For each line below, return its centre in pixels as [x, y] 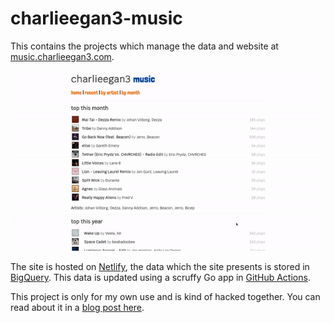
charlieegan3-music [96, 18]
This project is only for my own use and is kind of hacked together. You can [165, 297]
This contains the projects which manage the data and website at [144, 46]
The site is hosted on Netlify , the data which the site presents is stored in [160, 267]
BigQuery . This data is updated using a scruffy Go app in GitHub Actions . [160, 278]
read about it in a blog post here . [77, 308]
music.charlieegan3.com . [62, 56]
